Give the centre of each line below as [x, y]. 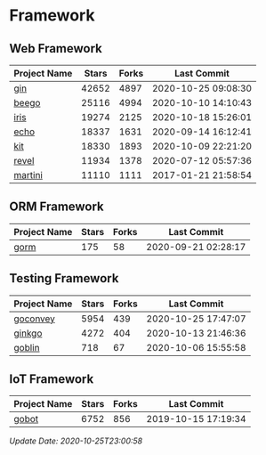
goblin [27, 347]
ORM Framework [56, 207]
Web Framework [56, 49]
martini [28, 175]
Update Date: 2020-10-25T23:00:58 [76, 441]
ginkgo [28, 333]
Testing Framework [64, 278]
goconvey [35, 319]
